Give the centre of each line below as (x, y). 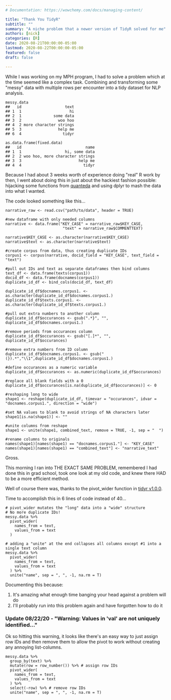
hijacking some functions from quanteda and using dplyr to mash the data (83, 186)
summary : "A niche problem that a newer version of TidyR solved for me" (86, 29)
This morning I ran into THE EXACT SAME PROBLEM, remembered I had (81, 468)
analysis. (15, 93)
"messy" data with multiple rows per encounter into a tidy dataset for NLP (83, 87)
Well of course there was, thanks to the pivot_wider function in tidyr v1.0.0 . (84, 488)
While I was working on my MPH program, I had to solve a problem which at (85, 76)
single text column (26, 548)
